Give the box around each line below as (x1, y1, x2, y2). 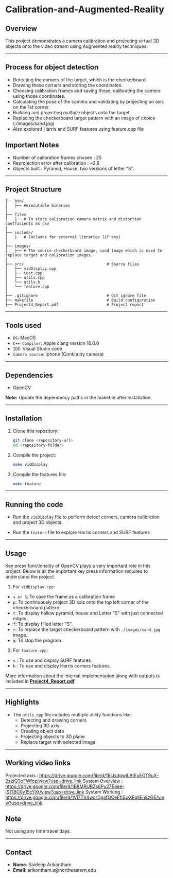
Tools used (5, 321, 42, 330)
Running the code (5, 500, 63, 509)
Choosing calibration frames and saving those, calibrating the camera (12, 87, 161, 94)
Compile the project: (12, 452, 57, 458)
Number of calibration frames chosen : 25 (12, 154, 102, 161)
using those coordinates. (12, 93, 66, 99)
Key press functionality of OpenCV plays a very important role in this (5, 563, 151, 569)
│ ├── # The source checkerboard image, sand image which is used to (5, 248, 162, 253)
